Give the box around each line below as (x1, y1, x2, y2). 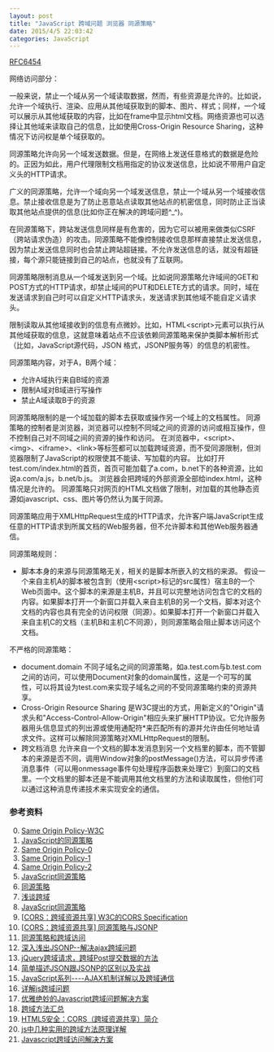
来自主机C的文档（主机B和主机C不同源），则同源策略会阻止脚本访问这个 (20, 617, 261, 627)
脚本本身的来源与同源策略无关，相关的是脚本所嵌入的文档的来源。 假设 (20, 567, 259, 576)
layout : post (9, 11, 54, 20)
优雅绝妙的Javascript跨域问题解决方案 (20, 993, 150, 1003)
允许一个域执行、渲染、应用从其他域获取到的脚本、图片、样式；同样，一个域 (9, 101, 266, 111)
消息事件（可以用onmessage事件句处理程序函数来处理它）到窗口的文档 (20, 764, 260, 774)
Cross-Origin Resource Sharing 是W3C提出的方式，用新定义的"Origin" (20, 703, 257, 712)
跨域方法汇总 (20, 1003, 64, 1014)
